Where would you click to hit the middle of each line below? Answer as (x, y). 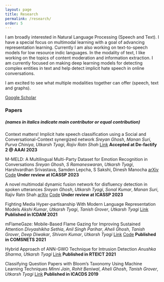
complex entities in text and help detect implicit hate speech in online (75, 68)
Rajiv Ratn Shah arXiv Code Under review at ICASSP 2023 (64, 195)
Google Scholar (21, 98)
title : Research (22, 14)
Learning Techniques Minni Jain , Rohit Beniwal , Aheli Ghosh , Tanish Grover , (82, 269)
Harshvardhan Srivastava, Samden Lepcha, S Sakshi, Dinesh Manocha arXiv (82, 170)
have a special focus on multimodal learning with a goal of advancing (75, 43)
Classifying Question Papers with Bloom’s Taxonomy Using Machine (74, 264)
